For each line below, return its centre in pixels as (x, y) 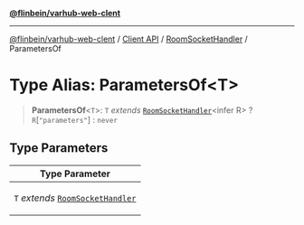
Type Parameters (59, 148)
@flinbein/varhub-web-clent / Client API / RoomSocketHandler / (129, 39)
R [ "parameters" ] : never (74, 119)
